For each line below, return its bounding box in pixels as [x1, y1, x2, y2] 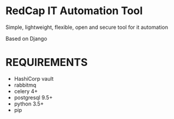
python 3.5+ [14, 100, 44, 107]
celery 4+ [14, 87, 38, 95]
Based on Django [5, 35, 48, 42]
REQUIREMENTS [5, 56, 88, 69]
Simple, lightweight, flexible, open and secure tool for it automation [5, 24, 169, 31]
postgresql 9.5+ [14, 94, 53, 101]
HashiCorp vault [14, 75, 54, 82]
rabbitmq [14, 81, 37, 88]
